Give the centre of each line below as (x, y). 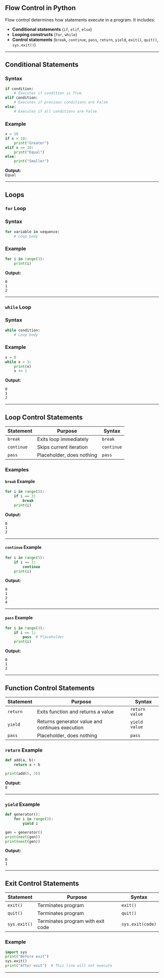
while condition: (23, 330)
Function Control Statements (50, 688)
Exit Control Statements (42, 883)
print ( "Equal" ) (29, 152)
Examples (17, 470)
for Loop (16, 208)
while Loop (18, 307)
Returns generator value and (70, 721)
